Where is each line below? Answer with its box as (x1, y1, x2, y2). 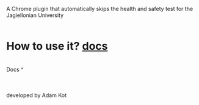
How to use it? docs (6, 39, 108, 53)
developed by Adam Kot (6, 91, 67, 99)
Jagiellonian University (6, 12, 64, 19)
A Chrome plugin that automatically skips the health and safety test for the (6, 5, 194, 12)
